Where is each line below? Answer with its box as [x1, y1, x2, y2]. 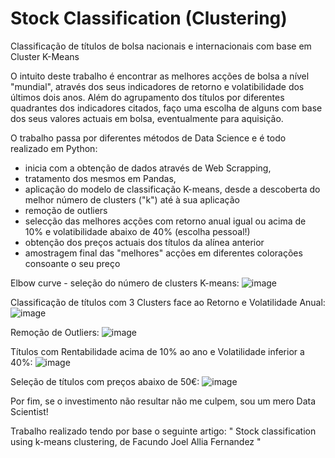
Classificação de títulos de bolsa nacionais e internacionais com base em [10, 40, 312, 52]
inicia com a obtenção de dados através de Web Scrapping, [24, 162, 272, 174]
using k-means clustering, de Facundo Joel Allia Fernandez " [10, 435, 262, 447]
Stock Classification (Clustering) [10, 7, 288, 30]
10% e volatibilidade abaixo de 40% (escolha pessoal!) [24, 225, 251, 237]
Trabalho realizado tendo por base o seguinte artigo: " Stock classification [10, 425, 317, 437]
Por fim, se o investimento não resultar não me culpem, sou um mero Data [10, 395, 317, 407]
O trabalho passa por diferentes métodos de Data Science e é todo [10, 132, 287, 144]
